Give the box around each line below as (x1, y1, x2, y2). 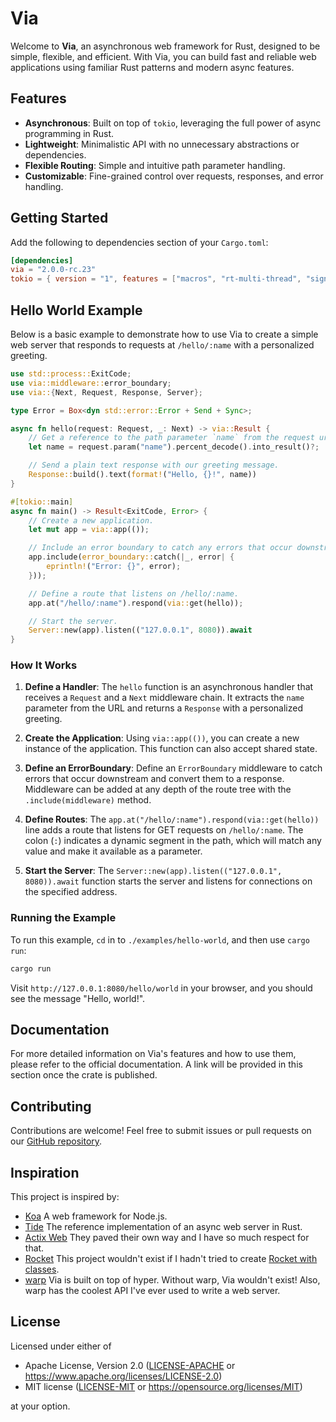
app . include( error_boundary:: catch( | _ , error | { (28, 552, 235, 562)
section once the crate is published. (10, 1069, 158, 1081)
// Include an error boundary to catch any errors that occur (28, 543, 293, 553)
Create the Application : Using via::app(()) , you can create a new (24, 732, 300, 744)
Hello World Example (10, 302, 143, 319)
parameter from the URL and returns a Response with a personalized (24, 702, 304, 714)
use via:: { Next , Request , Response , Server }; (10, 387, 203, 397)
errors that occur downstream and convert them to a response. (24, 773, 285, 785)
